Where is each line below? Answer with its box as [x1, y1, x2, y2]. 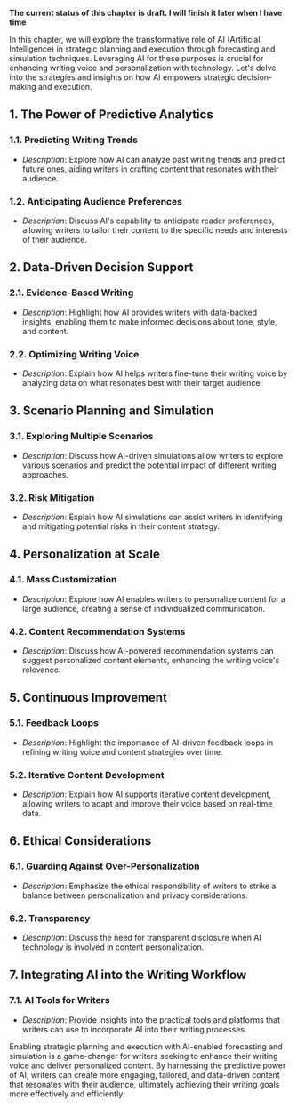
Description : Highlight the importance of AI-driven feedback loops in [21, 737, 274, 748]
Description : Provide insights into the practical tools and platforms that [21, 1014, 281, 1025]
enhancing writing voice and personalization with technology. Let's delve [9, 62, 277, 73]
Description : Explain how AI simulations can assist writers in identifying [21, 511, 283, 522]
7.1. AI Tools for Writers [9, 994, 110, 1007]
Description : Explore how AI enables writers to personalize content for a [21, 593, 286, 604]
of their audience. [21, 234, 87, 245]
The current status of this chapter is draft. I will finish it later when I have [9, 8, 283, 18]
